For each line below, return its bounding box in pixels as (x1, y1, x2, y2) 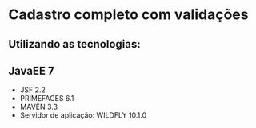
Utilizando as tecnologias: (8, 37, 142, 51)
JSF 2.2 (19, 85, 46, 95)
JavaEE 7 (8, 64, 54, 77)
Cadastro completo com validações (8, 6, 249, 24)
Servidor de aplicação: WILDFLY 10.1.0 (19, 111, 147, 120)
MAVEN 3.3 (19, 102, 58, 112)
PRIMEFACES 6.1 (19, 94, 74, 103)
